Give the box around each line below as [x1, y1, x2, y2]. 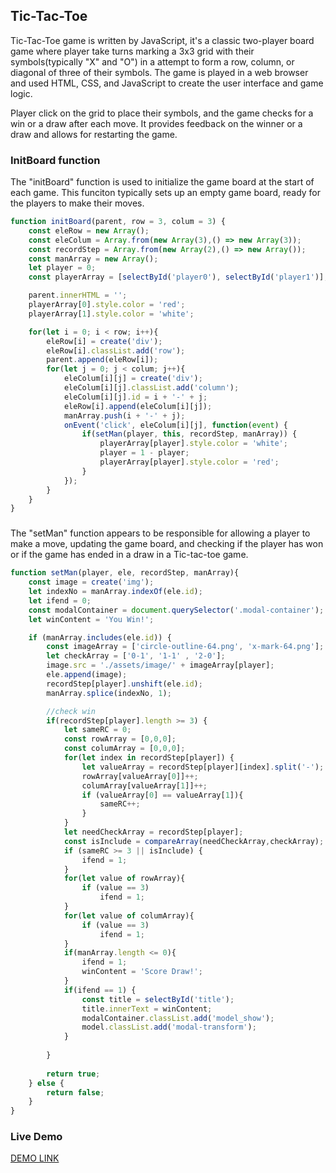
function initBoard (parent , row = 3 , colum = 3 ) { [10, 217, 226, 227]
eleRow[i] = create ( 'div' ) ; [46, 336, 163, 346]
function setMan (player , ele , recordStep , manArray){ [10, 568, 240, 578]
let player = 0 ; [28, 263, 97, 273]
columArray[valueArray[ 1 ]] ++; [81, 780, 208, 791]
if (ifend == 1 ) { [63, 985, 137, 995]
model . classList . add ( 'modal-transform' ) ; [81, 1022, 257, 1033]
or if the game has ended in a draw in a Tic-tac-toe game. [10, 549, 249, 561]
